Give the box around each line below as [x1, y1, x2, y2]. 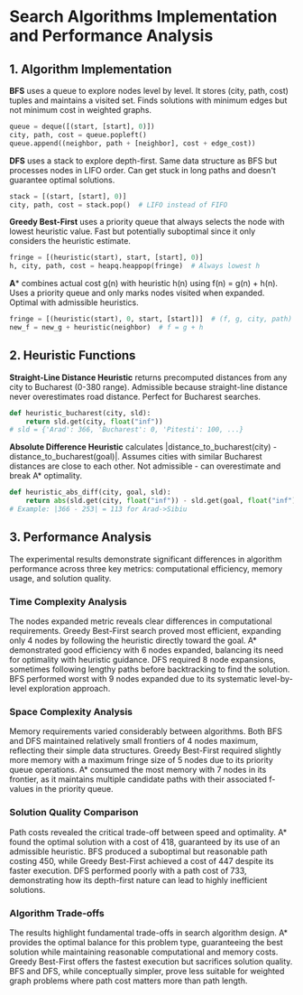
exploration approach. [28, 683, 111, 694]
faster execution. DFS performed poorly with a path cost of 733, [9, 865, 247, 876]
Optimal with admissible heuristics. [9, 297, 139, 308]
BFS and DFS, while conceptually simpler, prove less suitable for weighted [9, 965, 285, 976]
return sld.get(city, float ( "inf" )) [25, 417, 164, 426]
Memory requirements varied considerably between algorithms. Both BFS [9, 726, 282, 737]
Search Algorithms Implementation [9, 6, 278, 27]
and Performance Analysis [9, 25, 214, 46]
